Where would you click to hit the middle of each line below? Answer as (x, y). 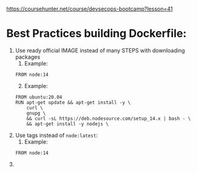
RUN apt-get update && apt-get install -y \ (73, 102)
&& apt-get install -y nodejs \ (68, 124)
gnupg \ (36, 113)
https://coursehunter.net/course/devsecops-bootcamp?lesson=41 (90, 9)
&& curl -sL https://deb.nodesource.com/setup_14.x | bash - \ (109, 119)
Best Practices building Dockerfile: (96, 34)
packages (28, 57)
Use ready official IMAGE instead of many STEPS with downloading (100, 50)
